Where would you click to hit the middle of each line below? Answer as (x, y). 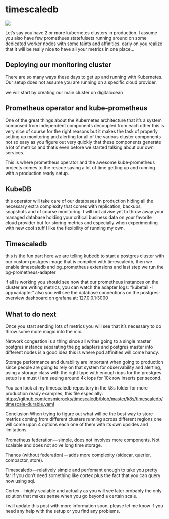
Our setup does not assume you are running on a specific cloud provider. (81, 82)
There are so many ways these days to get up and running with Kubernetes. (84, 77)
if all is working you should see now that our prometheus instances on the (82, 282)
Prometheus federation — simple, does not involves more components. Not (82, 440)
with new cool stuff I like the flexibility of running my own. (65, 228)
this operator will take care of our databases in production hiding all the (79, 201)
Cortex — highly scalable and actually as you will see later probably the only (84, 491)
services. (15, 152)
